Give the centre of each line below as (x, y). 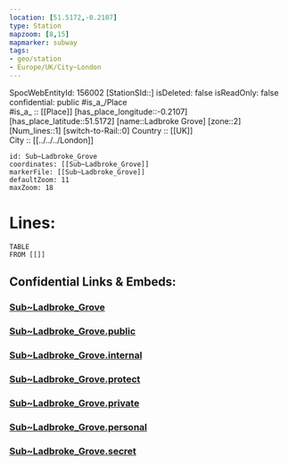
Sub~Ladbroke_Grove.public (73, 331)
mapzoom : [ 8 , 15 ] (39, 34)
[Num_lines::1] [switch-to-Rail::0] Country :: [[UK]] (101, 130)
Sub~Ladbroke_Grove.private (74, 403)
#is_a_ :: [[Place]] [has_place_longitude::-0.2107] (99, 112)
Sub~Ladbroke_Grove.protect (75, 378)
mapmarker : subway (43, 42)
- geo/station (36, 59)
